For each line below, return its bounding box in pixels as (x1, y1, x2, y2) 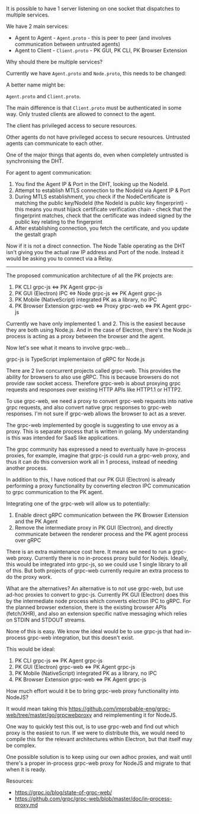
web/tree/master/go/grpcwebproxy (6, 712, 92, 719)
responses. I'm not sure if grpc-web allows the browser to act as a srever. (6, 410, 187, 417)
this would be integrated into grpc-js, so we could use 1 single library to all (6, 561, 188, 568)
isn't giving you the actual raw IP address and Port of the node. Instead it (6, 249, 184, 255)
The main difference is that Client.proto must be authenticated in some (6, 104, 182, 111)
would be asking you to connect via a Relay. (6, 255, 114, 262)
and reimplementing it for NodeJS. (93, 712, 178, 719)
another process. (6, 464, 48, 472)
